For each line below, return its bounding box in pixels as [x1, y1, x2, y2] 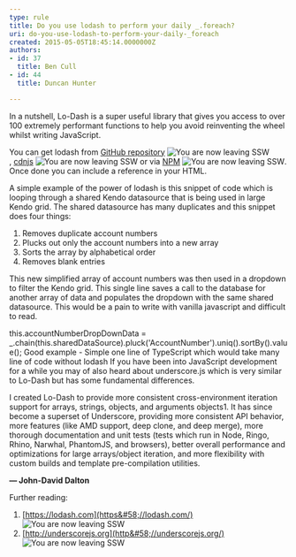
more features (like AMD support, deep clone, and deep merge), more [9, 420, 263, 431]
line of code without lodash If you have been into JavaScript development [9, 355, 277, 367]
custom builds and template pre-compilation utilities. [9, 457, 201, 469]
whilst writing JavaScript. [9, 129, 102, 140]
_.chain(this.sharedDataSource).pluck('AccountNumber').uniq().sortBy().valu [9, 337, 288, 347]
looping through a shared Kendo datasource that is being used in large [9, 192, 266, 202]
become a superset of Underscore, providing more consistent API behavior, [9, 410, 285, 421]
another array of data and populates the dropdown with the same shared [9, 292, 274, 302]
